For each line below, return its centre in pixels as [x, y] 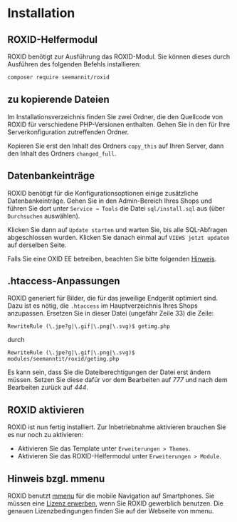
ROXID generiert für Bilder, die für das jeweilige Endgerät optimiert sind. [113, 298]
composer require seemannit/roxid [59, 77]
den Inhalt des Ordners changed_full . [62, 153]
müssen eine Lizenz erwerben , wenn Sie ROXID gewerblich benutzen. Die [116, 503]
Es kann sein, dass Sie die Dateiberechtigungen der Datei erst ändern [109, 372]
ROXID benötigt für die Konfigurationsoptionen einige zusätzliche [103, 193]
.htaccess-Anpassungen [64, 281]
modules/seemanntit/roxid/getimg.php [63, 359]
